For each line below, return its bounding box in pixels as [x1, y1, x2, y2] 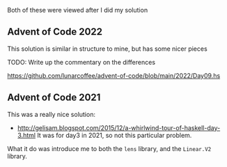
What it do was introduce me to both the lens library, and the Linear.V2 [7, 144, 212, 152]
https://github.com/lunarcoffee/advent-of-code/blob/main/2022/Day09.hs [7, 71, 221, 79]
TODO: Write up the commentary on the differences [7, 58, 155, 66]
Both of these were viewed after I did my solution [7, 6, 148, 14]
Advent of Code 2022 [7, 26, 103, 38]
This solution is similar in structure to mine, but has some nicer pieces [7, 45, 208, 53]
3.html [17, 131, 36, 139]
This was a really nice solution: [7, 110, 96, 118]
